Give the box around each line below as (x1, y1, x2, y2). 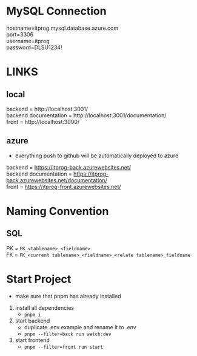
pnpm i (24, 312, 41, 318)
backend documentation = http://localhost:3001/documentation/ (6, 111, 167, 119)
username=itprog (6, 37, 50, 44)
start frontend (15, 336, 50, 344)
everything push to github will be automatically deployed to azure (15, 152, 179, 159)
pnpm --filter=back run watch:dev (24, 331, 112, 337)
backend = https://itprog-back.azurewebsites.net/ (6, 163, 132, 171)
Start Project (6, 272, 72, 286)
